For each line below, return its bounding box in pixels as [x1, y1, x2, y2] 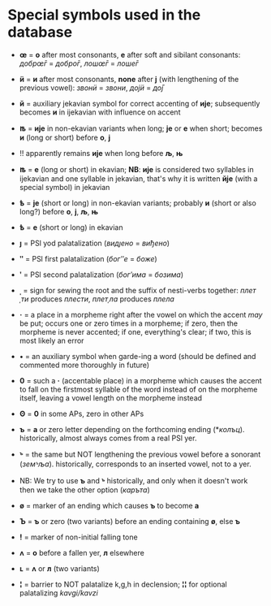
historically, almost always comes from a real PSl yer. [19, 433, 197, 443]
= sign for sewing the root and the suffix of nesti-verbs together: [23, 285, 239, 295]
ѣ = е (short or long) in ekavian [19, 222, 123, 232]
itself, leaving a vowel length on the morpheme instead [19, 392, 203, 403]
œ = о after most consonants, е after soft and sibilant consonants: [19, 50, 241, 59]
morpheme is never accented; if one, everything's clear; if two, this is [19, 327, 252, 336]
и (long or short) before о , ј [19, 132, 111, 142]
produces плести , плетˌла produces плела [30, 294, 175, 304]
